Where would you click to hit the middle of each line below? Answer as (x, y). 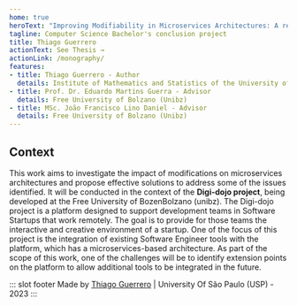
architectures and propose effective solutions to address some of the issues (148, 182)
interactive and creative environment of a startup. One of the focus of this (143, 229)
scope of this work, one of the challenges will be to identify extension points (148, 257)
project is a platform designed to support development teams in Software (142, 210)
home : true (29, 17)
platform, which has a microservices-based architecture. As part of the (138, 248)
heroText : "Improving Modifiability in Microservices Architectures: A (144, 26)
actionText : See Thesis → (57, 50)
